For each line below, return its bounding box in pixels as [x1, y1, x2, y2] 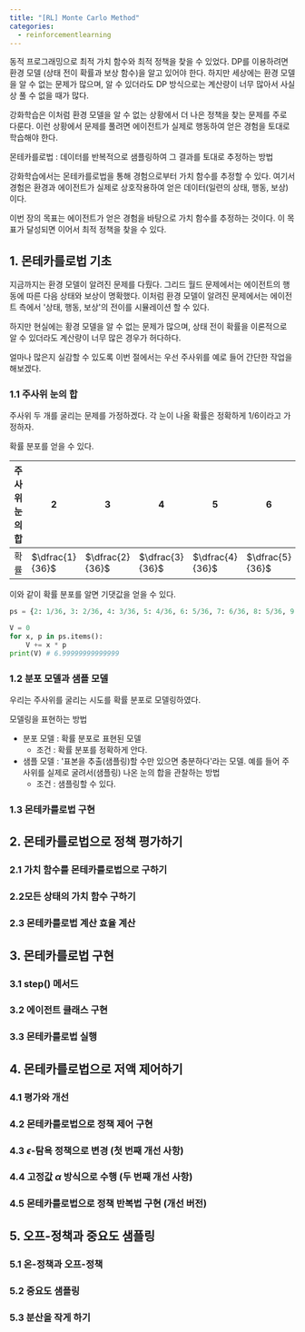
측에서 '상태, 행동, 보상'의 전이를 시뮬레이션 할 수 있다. [18, 301, 211, 313]
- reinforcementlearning [17, 30, 112, 39]
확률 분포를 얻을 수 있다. [9, 441, 94, 452]
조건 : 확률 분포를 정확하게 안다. [35, 745, 148, 755]
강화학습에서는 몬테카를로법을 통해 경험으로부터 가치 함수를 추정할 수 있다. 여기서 [9, 171, 296, 182]
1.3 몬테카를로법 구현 [9, 804, 95, 816]
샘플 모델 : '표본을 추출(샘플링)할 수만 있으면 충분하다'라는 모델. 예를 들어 [22, 755, 280, 767]
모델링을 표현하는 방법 [9, 714, 88, 725]
